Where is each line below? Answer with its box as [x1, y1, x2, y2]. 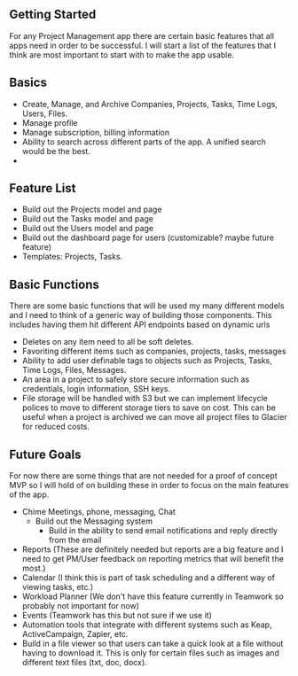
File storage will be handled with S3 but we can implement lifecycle [21, 393, 268, 404]
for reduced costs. [21, 421, 90, 432]
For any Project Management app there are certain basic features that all [9, 30, 275, 41]
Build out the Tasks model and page [21, 214, 153, 224]
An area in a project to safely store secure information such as [21, 374, 250, 385]
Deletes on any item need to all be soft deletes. [21, 337, 194, 347]
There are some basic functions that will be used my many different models [9, 300, 286, 311]
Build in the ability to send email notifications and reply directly [48, 525, 278, 536]
